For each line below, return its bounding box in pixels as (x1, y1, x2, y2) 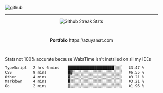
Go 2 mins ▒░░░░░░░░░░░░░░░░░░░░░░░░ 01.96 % (5, 83, 145, 88)
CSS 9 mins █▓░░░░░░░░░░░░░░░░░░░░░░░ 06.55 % (5, 70, 145, 75)
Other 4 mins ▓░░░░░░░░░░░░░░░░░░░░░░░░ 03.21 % (5, 74, 145, 79)
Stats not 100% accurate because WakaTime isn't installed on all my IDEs (5, 56, 151, 62)
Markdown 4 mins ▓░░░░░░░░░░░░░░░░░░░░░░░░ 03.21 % (5, 79, 145, 84)
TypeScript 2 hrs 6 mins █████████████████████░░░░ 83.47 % (5, 65, 145, 70)
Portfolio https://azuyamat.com (50, 37, 113, 43)
